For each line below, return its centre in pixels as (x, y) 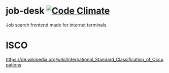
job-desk (25, 11)
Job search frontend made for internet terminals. (57, 25)
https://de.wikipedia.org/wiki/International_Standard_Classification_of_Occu (85, 59)
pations (14, 65)
